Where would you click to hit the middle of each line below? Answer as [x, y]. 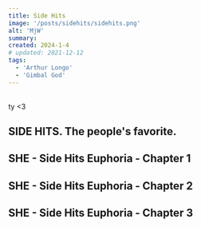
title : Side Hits [37, 16]
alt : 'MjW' [26, 30]
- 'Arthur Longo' [44, 68]
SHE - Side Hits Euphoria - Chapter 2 [100, 186]
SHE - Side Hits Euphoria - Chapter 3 [101, 213]
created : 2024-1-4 [39, 46]
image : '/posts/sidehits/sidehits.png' [75, 23]
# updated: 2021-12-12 [46, 53]
